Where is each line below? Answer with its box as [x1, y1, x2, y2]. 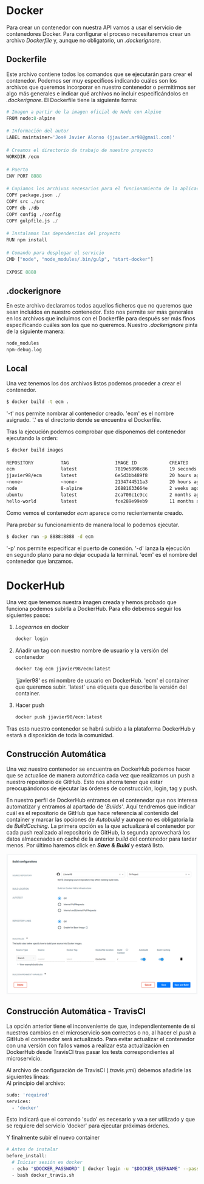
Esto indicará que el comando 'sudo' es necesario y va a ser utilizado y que [6, 1116, 195, 1123]
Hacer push [15, 701, 44, 709]
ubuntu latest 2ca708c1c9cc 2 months [6, 492, 191, 498]
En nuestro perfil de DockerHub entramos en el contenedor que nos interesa [6, 796, 198, 804]
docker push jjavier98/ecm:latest [15, 714, 103, 720]
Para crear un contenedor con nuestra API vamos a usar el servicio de [6, 24, 182, 31]
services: [6, 1098, 32, 1104]
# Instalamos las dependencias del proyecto [6, 230, 121, 237]
